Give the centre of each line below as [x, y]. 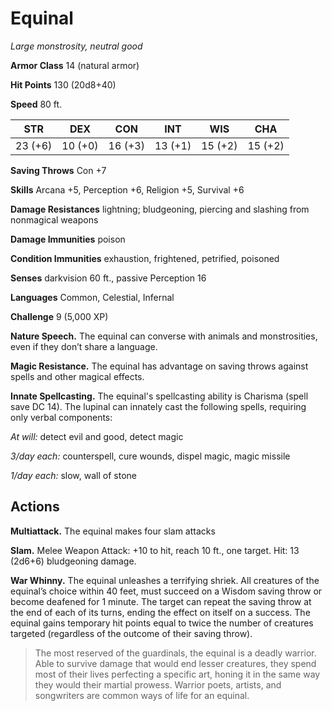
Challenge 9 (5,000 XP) [59, 316]
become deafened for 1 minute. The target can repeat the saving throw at [161, 601]
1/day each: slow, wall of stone [73, 475]
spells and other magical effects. [77, 376]
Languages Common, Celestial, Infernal [92, 297]
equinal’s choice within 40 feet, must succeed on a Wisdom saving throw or [166, 591]
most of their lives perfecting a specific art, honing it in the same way [177, 674]
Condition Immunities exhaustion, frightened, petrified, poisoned [145, 258]
